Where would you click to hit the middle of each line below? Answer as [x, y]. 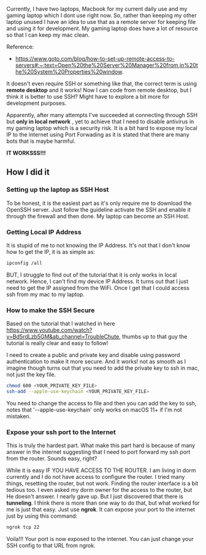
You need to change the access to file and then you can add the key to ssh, [101, 403]
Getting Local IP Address [44, 232]
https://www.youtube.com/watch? [49, 330]
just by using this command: [42, 516]
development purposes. [36, 103]
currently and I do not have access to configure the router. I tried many [96, 477]
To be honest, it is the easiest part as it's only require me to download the [99, 203]
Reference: [20, 47]
